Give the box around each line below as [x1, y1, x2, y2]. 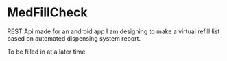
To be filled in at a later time [7, 47, 86, 56]
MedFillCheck [7, 5, 88, 20]
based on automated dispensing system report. [7, 34, 141, 42]
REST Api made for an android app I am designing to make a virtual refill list [7, 27, 220, 35]
